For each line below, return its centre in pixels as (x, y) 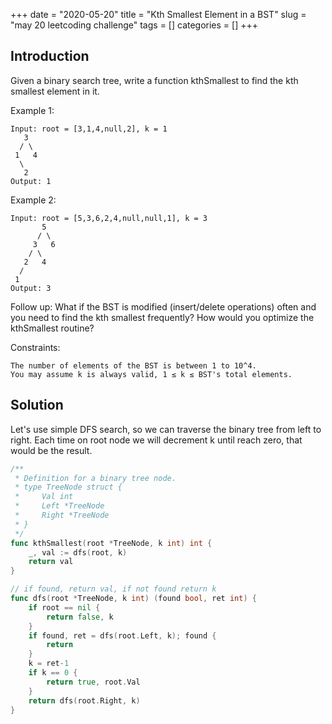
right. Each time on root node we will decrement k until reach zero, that (156, 440)
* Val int (44, 497)
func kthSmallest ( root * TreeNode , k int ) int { (111, 543)
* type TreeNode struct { (68, 487)
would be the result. (51, 450)
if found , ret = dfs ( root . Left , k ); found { (122, 635)
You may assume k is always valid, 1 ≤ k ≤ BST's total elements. (151, 374)
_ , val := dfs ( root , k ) (78, 552)
